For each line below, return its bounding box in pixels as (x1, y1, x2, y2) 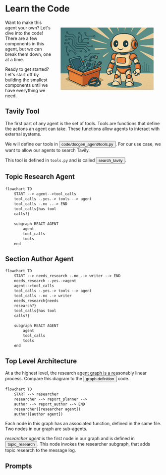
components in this (5, 40, 45, 46)
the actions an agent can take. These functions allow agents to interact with (5, 126, 160, 132)
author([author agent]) (14, 412, 63, 417)
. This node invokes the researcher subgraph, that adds (37, 441, 150, 447)
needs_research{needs (14, 299, 58, 304)
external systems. (5, 131, 42, 137)
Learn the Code (5, 3, 70, 14)
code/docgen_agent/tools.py (61, 142, 113, 147)
